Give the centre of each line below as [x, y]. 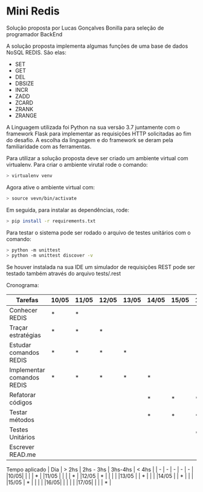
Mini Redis [33, 11]
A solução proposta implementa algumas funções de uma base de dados [97, 46]
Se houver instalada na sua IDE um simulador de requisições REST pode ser [101, 267]
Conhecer [24, 311]
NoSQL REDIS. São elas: [36, 52]
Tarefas [27, 300]
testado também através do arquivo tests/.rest [64, 274]
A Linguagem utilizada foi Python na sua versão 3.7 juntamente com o [93, 127]
